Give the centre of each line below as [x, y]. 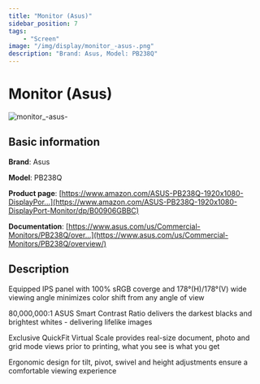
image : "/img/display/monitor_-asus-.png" [81, 46]
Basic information [54, 142]
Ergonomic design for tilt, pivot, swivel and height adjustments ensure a [128, 362]
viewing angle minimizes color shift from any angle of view [106, 297]
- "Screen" [41, 39]
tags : [17, 31]
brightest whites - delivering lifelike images [80, 321]
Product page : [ [35, 193]
